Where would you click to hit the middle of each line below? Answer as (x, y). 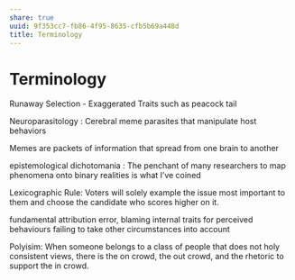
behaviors (28, 131)
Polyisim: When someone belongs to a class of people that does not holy (145, 247)
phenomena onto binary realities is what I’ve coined (105, 176)
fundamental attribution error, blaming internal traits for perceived (131, 220)
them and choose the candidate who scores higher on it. (114, 203)
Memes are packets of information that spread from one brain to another (144, 149)
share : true (32, 18)
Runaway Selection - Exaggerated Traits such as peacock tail (123, 104)
